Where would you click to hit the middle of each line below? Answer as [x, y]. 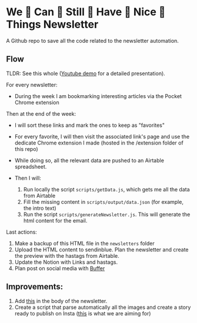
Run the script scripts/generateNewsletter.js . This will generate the [107, 214]
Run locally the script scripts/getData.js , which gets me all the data [106, 189]
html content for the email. [55, 220]
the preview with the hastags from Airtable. [67, 255]
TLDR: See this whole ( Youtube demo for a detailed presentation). [86, 73]
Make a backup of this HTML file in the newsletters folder [84, 243]
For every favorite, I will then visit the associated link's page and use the [102, 136]
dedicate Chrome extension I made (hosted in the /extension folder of [99, 143]
